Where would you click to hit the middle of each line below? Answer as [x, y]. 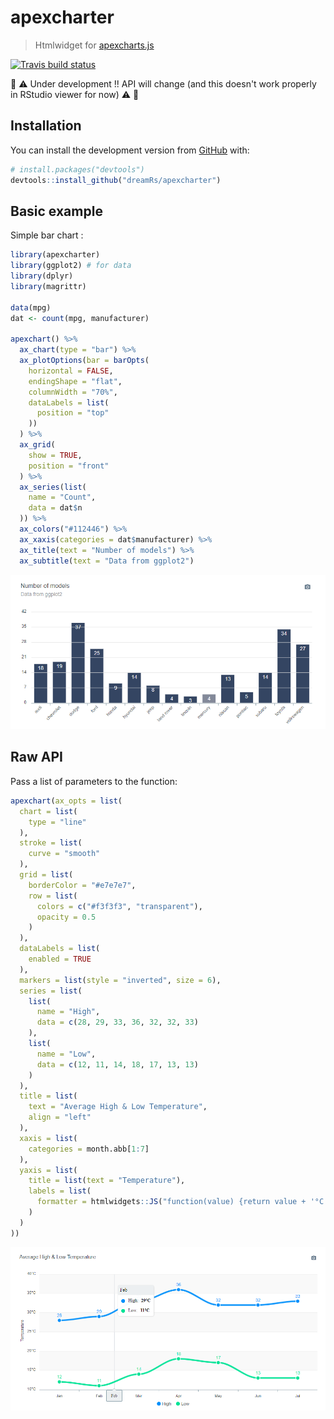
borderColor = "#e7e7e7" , [82, 885]
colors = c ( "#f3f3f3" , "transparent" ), [119, 906]
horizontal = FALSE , [71, 371]
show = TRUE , [55, 455]
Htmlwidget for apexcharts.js [94, 45]
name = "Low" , [66, 1054]
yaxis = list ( [48, 1170]
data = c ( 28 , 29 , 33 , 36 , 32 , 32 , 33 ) [117, 1022]
